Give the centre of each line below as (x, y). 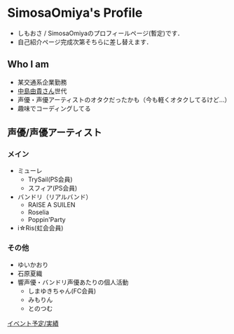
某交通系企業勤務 (42, 82)
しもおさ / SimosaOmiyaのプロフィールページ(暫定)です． (101, 33)
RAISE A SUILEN (51, 205)
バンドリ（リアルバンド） (55, 197)
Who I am (28, 64)
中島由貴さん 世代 (42, 91)
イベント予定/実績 (33, 323)
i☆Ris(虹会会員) (40, 228)
